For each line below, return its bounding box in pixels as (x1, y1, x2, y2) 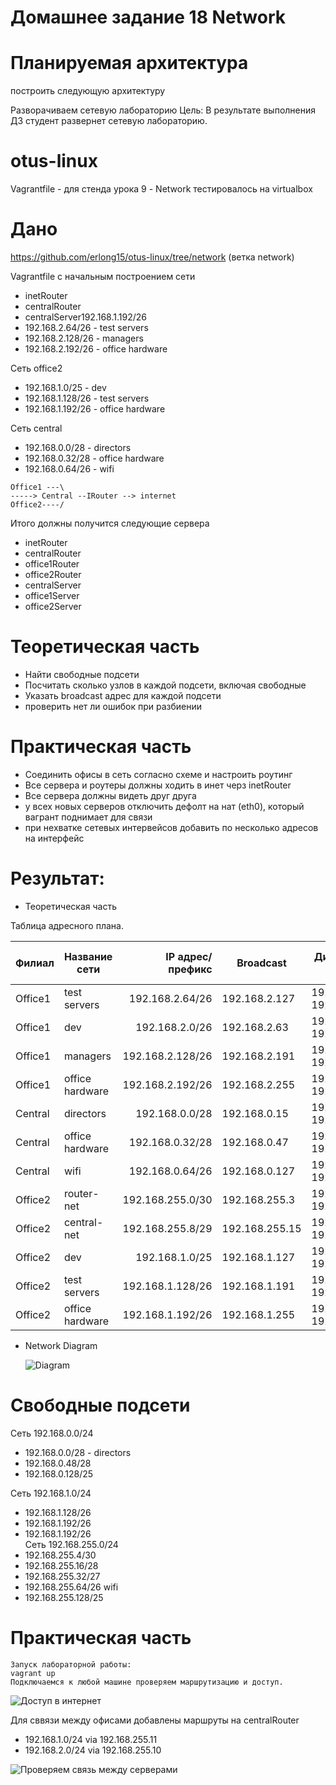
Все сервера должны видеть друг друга (24, 789, 197, 801)
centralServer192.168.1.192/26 (24, 311, 147, 323)
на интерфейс (24, 832, 85, 844)
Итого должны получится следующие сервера (10, 517, 210, 529)
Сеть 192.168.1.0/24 (10, 1487, 92, 1499)
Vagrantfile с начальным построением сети (10, 271, 196, 282)
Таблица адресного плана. (10, 919, 124, 931)
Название (63, 949, 113, 963)
